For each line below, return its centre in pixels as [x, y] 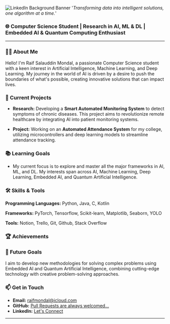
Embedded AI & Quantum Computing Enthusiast [65, 32]
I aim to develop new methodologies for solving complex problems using [81, 263]
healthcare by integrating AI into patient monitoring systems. [76, 119]
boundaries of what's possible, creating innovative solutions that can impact [85, 79]
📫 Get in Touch [25, 287]
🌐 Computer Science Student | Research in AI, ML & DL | [75, 26]
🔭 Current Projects [28, 97]
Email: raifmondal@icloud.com [45, 300]
